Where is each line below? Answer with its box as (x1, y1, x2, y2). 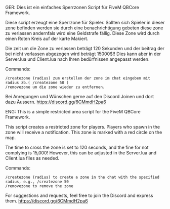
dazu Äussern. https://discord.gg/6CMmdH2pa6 (5, 99, 106, 105)
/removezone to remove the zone (5, 184, 73, 189)
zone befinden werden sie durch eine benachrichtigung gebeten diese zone (5, 25, 163, 31)
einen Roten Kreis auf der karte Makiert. (5, 35, 89, 41)
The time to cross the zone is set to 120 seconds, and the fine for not (5, 144, 149, 150)
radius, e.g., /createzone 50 (5, 179, 69, 184)
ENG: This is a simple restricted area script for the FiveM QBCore (5, 109, 141, 114)
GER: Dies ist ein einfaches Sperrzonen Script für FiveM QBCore (5, 5, 139, 10)
